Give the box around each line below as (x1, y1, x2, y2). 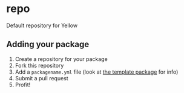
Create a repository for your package (15, 55, 108, 62)
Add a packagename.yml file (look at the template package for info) (15, 68, 179, 75)
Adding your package (6, 39, 90, 50)
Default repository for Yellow (6, 22, 77, 29)
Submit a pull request (15, 74, 68, 82)
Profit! (15, 81, 31, 88)
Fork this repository (15, 62, 64, 69)
